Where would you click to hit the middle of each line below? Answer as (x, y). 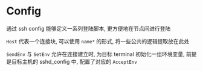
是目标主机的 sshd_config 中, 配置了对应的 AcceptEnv (72, 61)
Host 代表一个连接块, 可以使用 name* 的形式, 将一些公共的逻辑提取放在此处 (98, 41)
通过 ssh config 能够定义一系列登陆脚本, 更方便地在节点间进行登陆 (89, 28)
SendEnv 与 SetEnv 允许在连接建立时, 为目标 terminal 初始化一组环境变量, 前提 (101, 54)
